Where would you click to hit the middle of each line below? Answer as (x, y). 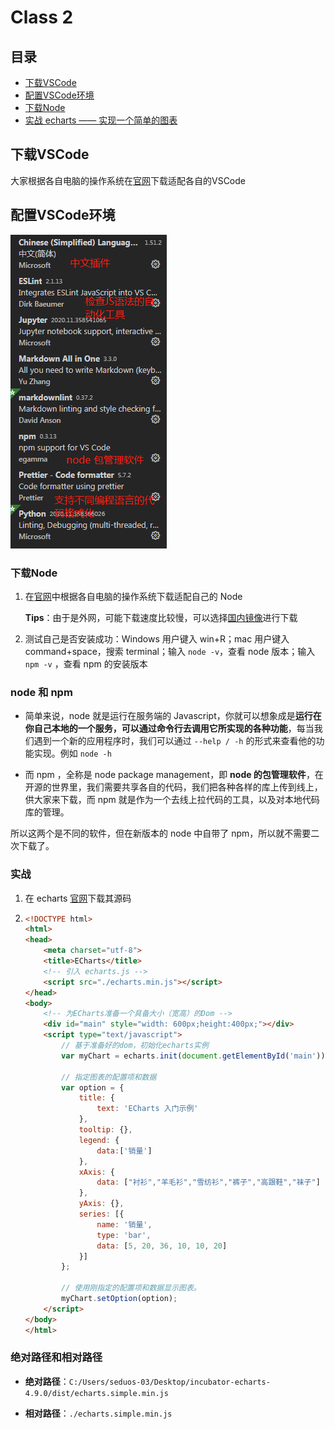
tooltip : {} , (105, 1130)
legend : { (99, 1140)
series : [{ (101, 1214)
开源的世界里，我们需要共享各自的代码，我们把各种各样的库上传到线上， (173, 787)
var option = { (93, 1087)
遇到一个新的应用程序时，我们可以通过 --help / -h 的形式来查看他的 (175, 741)
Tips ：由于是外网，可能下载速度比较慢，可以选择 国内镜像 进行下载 (161, 617)
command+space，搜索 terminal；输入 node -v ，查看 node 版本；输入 (170, 651)
